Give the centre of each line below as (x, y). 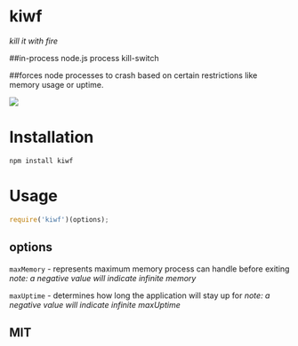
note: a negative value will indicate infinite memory (103, 278)
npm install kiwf (41, 161)
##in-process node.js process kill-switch (85, 58)
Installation (52, 137)
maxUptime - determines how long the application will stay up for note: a (140, 295)
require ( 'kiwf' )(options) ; (59, 219)
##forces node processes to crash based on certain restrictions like (133, 75)
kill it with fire (34, 41)
